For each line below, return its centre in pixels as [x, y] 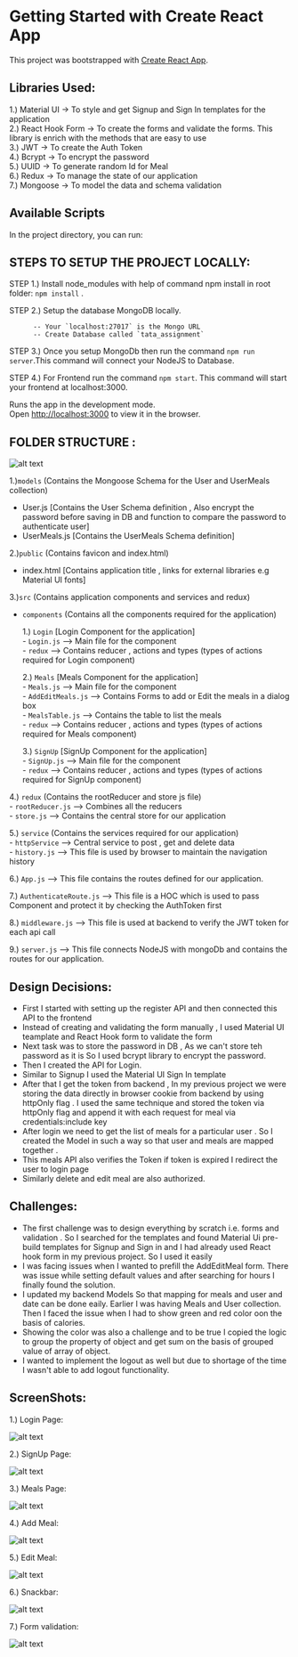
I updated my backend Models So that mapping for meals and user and [152, 1294]
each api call [32, 932]
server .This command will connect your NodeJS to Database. [122, 361]
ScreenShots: [48, 1398]
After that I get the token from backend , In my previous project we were [154, 1084]
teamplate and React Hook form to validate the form [117, 1036]
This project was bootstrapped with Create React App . [109, 60]
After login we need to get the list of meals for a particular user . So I [147, 1131]
